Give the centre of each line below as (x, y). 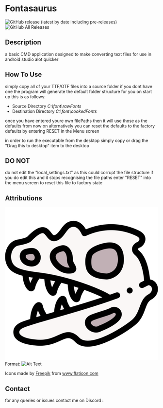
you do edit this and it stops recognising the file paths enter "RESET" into (78, 177)
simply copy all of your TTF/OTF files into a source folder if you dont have (79, 86)
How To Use (24, 75)
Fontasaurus (31, 9)
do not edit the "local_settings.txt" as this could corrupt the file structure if (79, 173)
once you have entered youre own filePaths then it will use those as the (76, 121)
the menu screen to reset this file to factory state (54, 183)
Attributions (24, 198)
